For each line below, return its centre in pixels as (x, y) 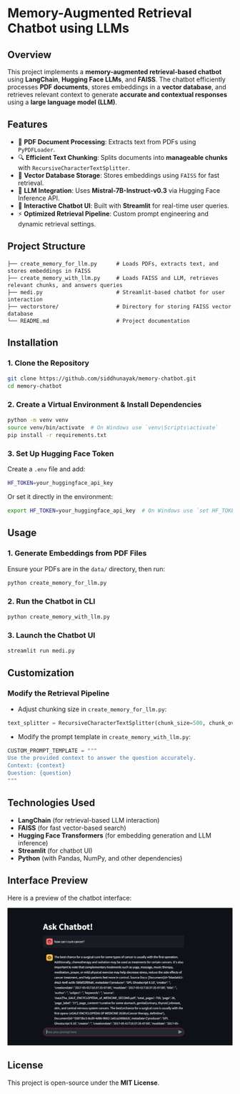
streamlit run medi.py (41, 651)
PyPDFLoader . (36, 149)
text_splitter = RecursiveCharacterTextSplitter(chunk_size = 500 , (106, 723)
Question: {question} (40, 773)
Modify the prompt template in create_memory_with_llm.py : (104, 736)
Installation (33, 343)
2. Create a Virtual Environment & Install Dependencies (105, 404)
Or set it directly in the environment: (60, 497)
